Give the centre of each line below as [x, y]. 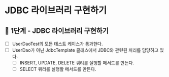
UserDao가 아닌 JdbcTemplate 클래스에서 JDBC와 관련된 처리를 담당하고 [85, 50]
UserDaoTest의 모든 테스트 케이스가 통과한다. [57, 44]
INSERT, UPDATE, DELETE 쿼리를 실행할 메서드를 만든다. [77, 63]
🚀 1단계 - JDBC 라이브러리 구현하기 [57, 31]
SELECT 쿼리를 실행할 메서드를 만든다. [58, 69]
